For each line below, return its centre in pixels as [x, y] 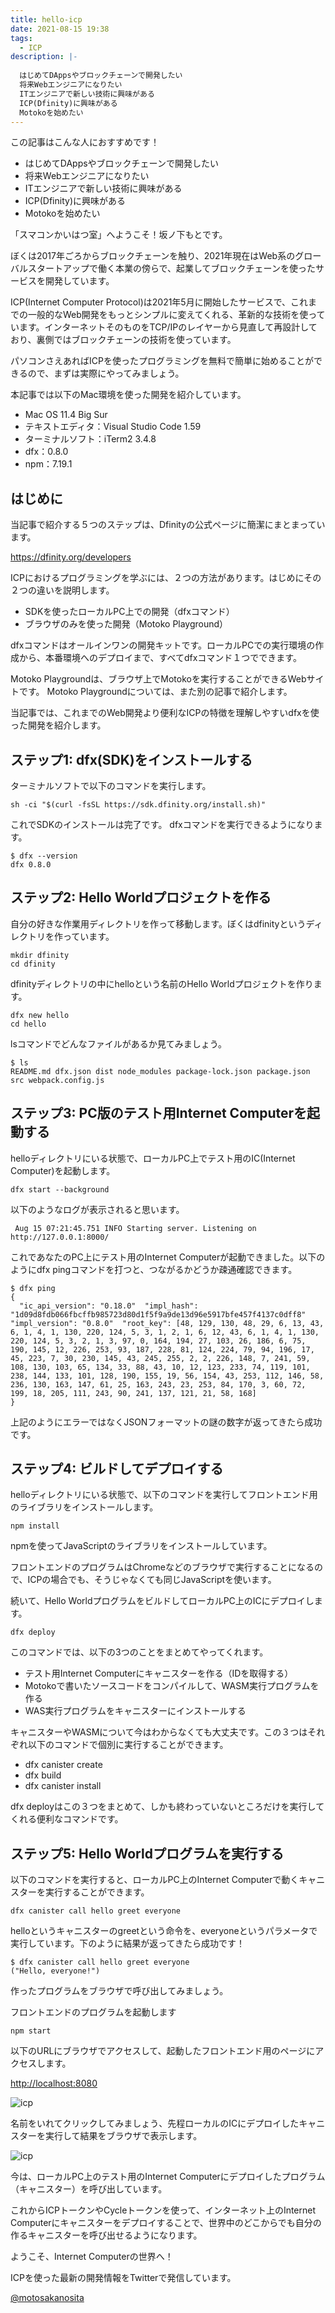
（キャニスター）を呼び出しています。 [89, 2189]
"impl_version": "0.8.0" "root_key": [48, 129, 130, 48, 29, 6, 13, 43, [167, 1323]
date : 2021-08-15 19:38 [60, 29]
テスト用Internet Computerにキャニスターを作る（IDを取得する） [159, 1673]
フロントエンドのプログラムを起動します [93, 2012]
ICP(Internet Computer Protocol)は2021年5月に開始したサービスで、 [151, 302]
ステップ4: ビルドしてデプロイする [117, 1469]
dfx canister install [63, 1786]
